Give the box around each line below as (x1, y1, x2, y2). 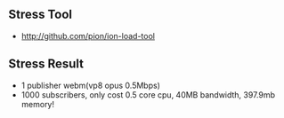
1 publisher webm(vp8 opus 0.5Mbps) (20, 80, 161, 90)
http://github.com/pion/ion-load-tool (20, 30, 155, 41)
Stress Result (8, 57, 85, 72)
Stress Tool (8, 7, 73, 22)
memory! (20, 98, 55, 109)
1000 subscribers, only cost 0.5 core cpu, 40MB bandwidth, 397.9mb (20, 89, 276, 100)
